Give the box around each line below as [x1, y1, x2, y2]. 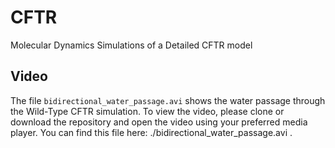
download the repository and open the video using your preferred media [10, 116, 308, 128]
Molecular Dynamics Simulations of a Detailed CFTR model [10, 39, 253, 51]
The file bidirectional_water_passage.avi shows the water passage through [10, 94, 326, 106]
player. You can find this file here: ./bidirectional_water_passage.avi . [10, 126, 293, 138]
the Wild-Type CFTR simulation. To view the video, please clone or [10, 105, 285, 117]
